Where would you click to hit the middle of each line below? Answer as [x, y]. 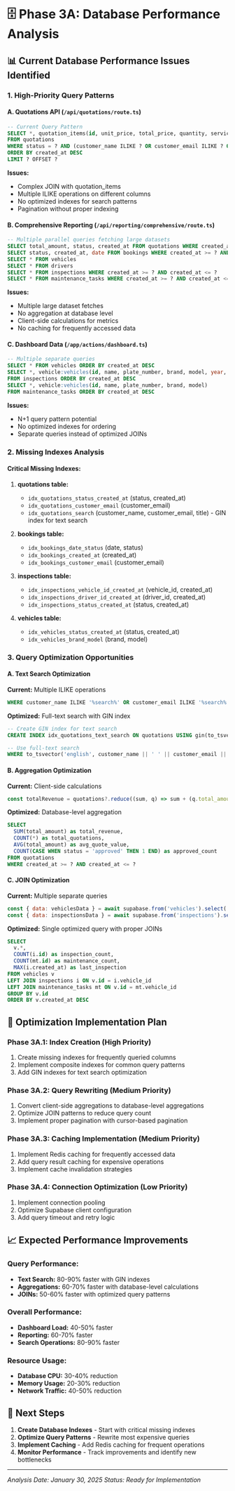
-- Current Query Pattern [45, 127]
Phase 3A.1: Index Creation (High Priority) [79, 1042]
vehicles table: [39, 618]
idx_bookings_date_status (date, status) [85, 547]
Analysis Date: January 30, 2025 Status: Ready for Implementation [104, 1480]
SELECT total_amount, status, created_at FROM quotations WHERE [103, 246]
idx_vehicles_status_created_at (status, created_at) [104, 631]
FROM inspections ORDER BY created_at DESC [72, 379]
